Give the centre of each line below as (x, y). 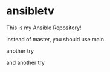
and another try (26, 62)
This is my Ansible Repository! (44, 28)
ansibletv (30, 11)
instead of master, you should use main (55, 39)
